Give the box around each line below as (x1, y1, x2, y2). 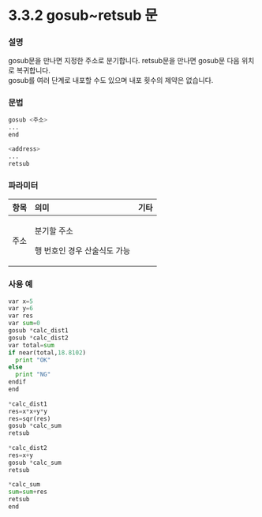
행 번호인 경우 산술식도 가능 (34, 245, 131, 257)
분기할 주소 (34, 226, 73, 237)
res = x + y (8, 451, 34, 459)
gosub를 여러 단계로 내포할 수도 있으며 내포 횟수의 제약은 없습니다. (8, 76, 214, 85)
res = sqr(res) (8, 414, 51, 422)
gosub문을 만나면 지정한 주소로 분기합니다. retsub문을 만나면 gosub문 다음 (8, 56, 240, 66)
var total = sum (8, 341, 55, 349)
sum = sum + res (8, 488, 47, 496)
